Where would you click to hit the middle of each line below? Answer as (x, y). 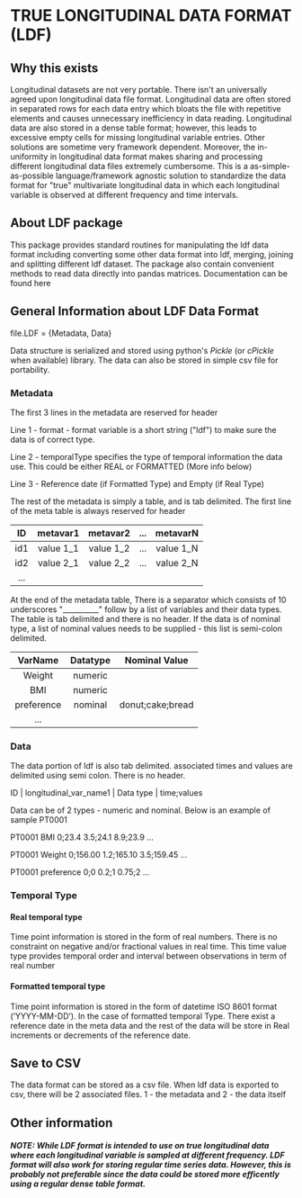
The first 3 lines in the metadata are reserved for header (114, 412)
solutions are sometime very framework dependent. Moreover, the (133, 147)
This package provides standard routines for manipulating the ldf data (139, 245)
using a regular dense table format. (78, 1184)
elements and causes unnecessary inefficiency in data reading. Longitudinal (151, 118)
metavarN (177, 533)
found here (31, 283)
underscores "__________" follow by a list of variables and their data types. (146, 609)
